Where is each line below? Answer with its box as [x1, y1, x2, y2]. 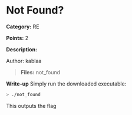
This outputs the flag [6, 102, 57, 109]
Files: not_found [20, 68, 61, 75]
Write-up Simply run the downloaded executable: [6, 80, 127, 87]
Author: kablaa [6, 57, 42, 64]
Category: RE [6, 23, 39, 30]
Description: [6, 45, 37, 53]
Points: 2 [6, 34, 29, 41]
